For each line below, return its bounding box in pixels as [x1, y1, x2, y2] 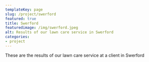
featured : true [5, 16, 37, 21]
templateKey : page [5, 7, 43, 12]
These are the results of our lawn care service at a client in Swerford [5, 52, 145, 58]
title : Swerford [5, 21, 38, 26]
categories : [5, 35, 30, 40]
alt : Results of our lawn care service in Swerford [5, 30, 113, 35]
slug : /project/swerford [5, 12, 56, 17]
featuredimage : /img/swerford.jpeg [5, 25, 78, 30]
